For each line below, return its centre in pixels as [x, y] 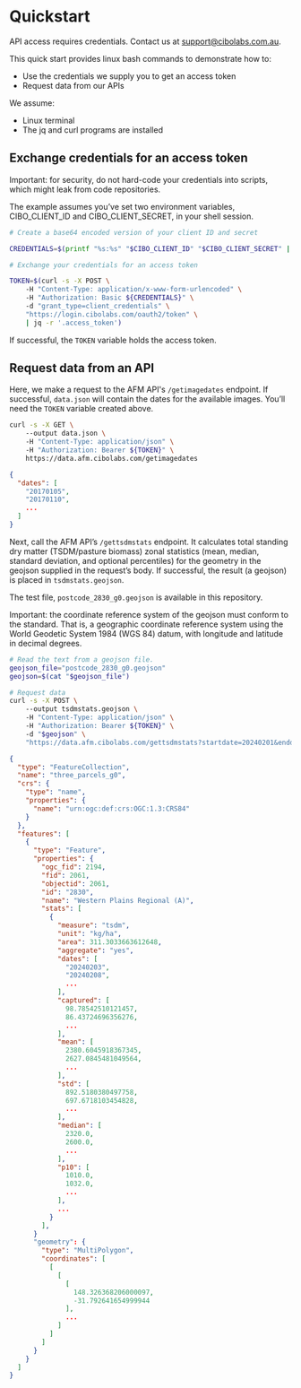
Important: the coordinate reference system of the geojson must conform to [149, 614]
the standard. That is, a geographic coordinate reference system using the [146, 624]
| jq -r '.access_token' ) [74, 323]
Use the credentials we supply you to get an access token [129, 76]
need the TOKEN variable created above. [82, 409]
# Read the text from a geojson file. [82, 659]
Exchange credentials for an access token [129, 158]
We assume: [32, 103]
